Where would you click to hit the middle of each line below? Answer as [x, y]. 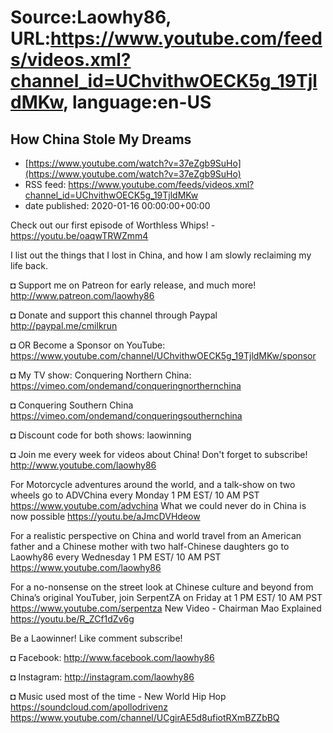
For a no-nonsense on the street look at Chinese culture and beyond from [162, 587]
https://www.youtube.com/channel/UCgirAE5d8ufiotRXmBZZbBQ [145, 717]
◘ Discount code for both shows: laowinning [101, 435]
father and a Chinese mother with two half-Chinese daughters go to [150, 546]
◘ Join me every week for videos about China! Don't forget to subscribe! [159, 454]
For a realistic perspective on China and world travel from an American [156, 535]
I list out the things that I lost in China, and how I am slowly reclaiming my [161, 255]
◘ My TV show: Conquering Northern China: [101, 375]
